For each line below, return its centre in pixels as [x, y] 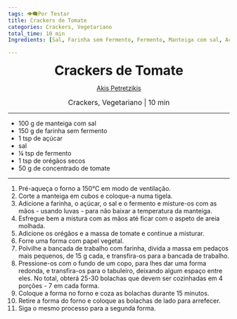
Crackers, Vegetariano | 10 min [119, 103]
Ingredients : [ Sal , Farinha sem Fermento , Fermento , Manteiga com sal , [115, 40]
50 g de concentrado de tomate [64, 168]
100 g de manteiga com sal [57, 123]
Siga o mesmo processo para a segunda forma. [87, 308]
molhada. [32, 226]
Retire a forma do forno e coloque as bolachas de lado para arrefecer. [119, 301]
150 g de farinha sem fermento [63, 131]
